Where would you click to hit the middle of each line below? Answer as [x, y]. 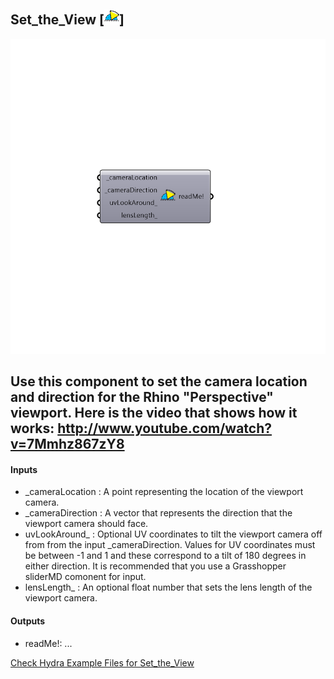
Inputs [24, 469]
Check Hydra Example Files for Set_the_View [102, 662]
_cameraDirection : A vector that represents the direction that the [158, 513]
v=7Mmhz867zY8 [67, 444]
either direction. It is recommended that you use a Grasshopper [155, 566]
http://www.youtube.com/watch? [165, 428]
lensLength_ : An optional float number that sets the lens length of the [168, 587]
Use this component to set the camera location [159, 381]
